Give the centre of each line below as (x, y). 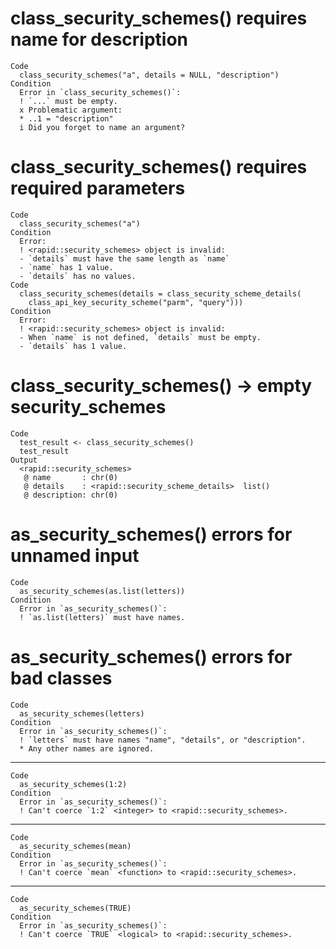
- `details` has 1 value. (73, 346)
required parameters (98, 188)
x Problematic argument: (71, 110)
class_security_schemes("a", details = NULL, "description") (149, 75)
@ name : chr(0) (70, 477)
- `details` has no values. (78, 276)
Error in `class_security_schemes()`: (100, 92)
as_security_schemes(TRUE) (75, 908)
